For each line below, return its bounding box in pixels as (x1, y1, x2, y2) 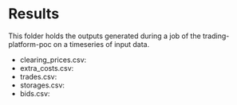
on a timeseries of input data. (53, 39, 150, 49)
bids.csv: (19, 88, 50, 98)
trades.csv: (19, 72, 57, 81)
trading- (202, 31, 230, 41)
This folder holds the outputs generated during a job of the (8, 31, 201, 41)
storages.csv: (19, 80, 65, 90)
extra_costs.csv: (19, 63, 74, 72)
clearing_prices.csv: (19, 55, 87, 64)
